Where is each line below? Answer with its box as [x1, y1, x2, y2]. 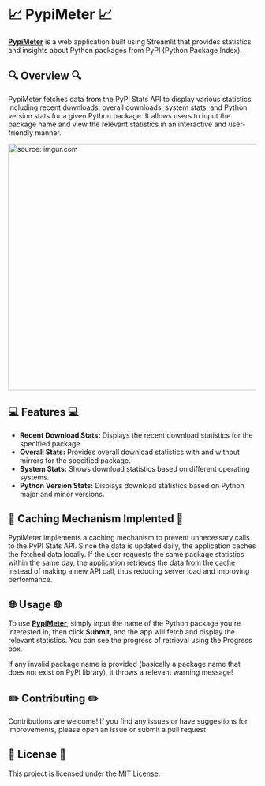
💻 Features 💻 [8, 405, 79, 419]
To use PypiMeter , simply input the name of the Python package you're [8, 619, 241, 628]
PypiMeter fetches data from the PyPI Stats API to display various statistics [8, 94, 252, 103]
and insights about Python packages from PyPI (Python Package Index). [8, 45, 243, 55]
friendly [8, 127, 34, 137]
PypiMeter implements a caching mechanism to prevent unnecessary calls [8, 533, 250, 543]
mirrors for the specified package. [19, 455, 131, 465]
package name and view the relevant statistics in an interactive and [8, 119, 227, 129]
